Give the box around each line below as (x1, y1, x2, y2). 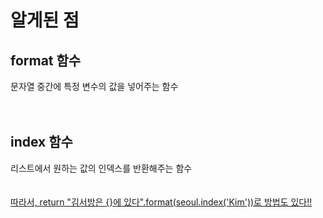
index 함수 (10, 134, 73, 151)
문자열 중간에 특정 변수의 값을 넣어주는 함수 (10, 81, 179, 92)
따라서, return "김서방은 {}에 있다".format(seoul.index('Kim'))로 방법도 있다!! (10, 196, 313, 208)
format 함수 (10, 52, 82, 69)
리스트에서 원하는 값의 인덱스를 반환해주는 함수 (10, 162, 193, 174)
